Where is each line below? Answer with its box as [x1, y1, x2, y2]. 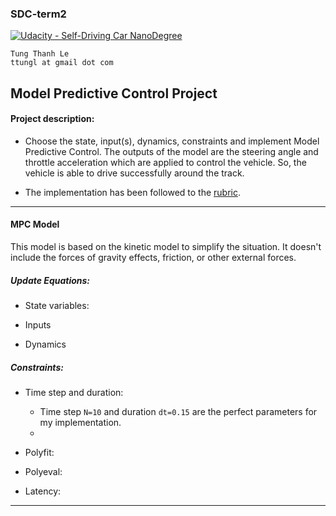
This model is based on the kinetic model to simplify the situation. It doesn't [10, 241, 322, 253]
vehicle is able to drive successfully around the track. [24, 167, 245, 179]
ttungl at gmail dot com [10, 58, 114, 68]
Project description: [10, 113, 95, 125]
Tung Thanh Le [10, 49, 70, 59]
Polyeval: [24, 466, 63, 478]
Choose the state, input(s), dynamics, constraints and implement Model [24, 135, 320, 147]
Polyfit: [24, 447, 55, 459]
